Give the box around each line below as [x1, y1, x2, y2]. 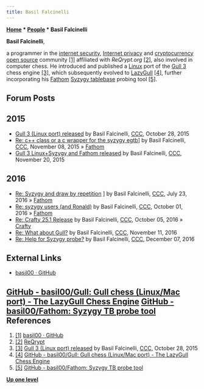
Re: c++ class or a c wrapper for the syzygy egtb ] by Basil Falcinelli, [15, 136, 186, 144]
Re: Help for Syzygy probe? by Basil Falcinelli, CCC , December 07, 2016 [15, 235, 195, 242]
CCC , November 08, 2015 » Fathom [15, 143, 105, 150]
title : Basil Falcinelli [6, 9, 69, 15]
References [6, 315, 51, 325]
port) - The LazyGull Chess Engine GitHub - [6, 296, 174, 307]
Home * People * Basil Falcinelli [6, 26, 88, 33]
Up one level [6, 376, 38, 384]
